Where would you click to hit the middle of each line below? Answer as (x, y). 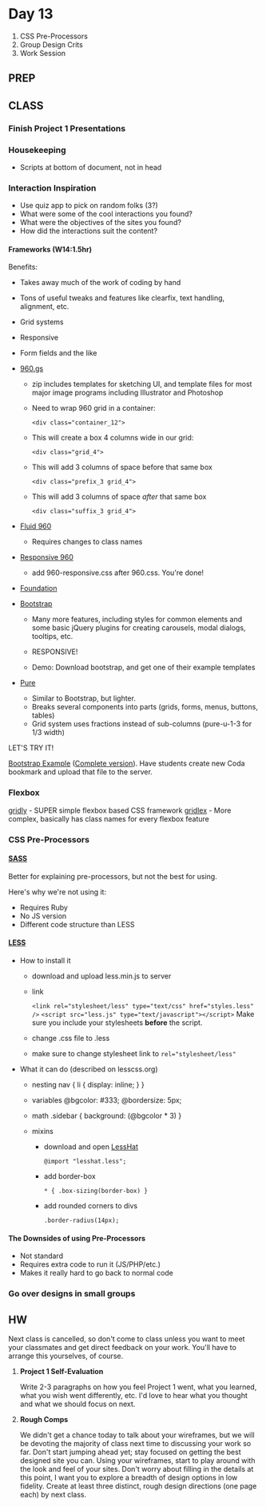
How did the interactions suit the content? (89, 231)
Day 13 (31, 14)
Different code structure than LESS (77, 924)
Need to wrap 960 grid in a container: (93, 408)
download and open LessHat (91, 1147)
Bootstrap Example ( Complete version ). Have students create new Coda (127, 764)
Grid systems (42, 322)
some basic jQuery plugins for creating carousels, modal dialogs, (139, 628)
